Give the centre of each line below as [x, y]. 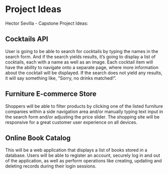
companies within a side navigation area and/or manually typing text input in [84, 111]
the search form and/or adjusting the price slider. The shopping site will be [82, 117]
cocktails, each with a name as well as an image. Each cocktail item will [79, 62]
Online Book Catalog [38, 138]
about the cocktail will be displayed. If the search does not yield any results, [84, 73]
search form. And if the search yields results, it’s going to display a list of [80, 56]
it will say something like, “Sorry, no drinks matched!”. [61, 78]
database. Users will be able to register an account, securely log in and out [83, 155]
